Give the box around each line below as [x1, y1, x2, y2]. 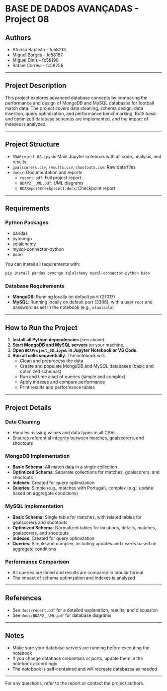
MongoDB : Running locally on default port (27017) [12, 294, 115, 300]
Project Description [5, 82, 67, 90]
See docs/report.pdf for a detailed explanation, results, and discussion [12, 607, 158, 613]
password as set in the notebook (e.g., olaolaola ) [12, 304, 114, 310]
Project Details [5, 403, 52, 412]
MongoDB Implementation [5, 452, 70, 459]
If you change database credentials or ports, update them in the [12, 655, 143, 661]
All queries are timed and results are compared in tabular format [12, 569, 144, 575]
